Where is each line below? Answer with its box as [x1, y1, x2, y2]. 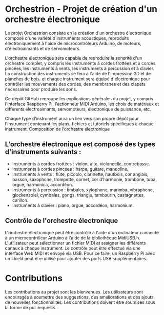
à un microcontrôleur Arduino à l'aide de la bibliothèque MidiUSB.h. [5, 235, 141, 241]
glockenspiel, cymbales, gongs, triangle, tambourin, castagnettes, [12, 192, 145, 198]
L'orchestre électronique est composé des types [5, 140, 156, 149]
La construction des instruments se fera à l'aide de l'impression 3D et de [5, 70, 151, 76]
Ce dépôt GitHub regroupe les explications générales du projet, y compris [5, 95, 154, 101]
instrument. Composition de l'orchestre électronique [5, 126, 110, 132]
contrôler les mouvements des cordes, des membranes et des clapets [5, 81, 145, 87]
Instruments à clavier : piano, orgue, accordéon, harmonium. [12, 202, 134, 208]
